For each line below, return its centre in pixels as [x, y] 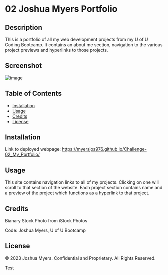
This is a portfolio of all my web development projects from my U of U [77, 39]
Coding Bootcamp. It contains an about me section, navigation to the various [84, 45]
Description [24, 28]
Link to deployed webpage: [33, 149]
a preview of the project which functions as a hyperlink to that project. [77, 193]
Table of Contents [34, 94]
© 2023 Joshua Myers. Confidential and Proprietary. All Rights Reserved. [80, 258]
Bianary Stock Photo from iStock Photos [46, 221]
